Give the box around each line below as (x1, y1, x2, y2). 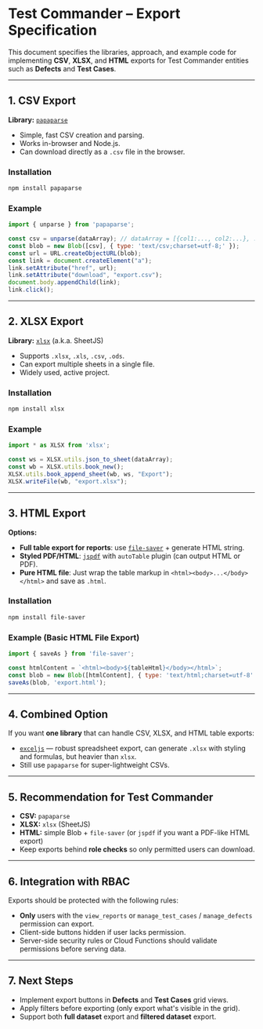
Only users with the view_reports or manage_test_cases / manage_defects (19, 910, 253, 920)
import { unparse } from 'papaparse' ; (8, 221, 135, 228)
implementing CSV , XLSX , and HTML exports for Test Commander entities (8, 56, 249, 65)
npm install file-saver (8, 613, 86, 621)
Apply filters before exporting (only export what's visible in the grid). (19, 1003, 240, 1013)
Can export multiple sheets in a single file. (19, 359, 155, 369)
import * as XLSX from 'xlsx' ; (8, 441, 110, 450)
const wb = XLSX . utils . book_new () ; (8, 463, 124, 471)
